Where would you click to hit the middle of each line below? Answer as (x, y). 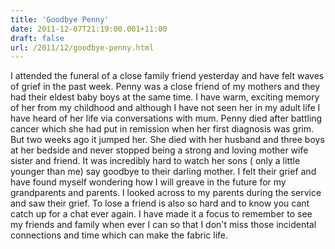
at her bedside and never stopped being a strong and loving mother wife (159, 150)
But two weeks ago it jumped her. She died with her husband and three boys (167, 140)
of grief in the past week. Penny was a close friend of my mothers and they (165, 87)
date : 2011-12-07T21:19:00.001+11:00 (89, 29)
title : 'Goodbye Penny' (60, 19)
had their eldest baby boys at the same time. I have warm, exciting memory (165, 97)
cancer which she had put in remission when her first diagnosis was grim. (162, 129)
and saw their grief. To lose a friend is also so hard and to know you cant (160, 203)
